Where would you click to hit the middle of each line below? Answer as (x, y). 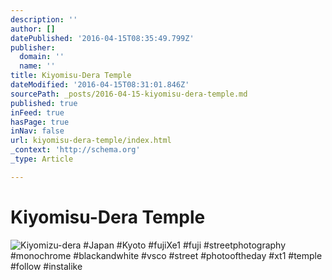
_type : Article (42, 159)
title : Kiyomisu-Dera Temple (71, 76)
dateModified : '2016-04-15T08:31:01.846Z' (100, 85)
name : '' (37, 66)
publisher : (33, 47)
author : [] (33, 29)
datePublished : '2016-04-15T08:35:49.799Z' (102, 38)
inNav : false (37, 131)
